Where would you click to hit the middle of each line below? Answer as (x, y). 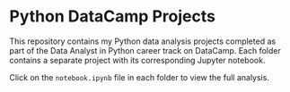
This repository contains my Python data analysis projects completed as (143, 41)
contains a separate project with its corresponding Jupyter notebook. (137, 60)
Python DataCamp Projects (112, 17)
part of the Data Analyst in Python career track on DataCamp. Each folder (145, 50)
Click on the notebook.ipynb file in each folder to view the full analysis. (139, 77)
